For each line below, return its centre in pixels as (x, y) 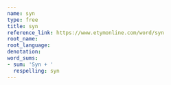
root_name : (23, 39)
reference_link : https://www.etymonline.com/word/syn (86, 33)
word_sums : (23, 58)
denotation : (24, 52)
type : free (23, 20)
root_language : (29, 45)
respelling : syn (36, 71)
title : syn (23, 26)
